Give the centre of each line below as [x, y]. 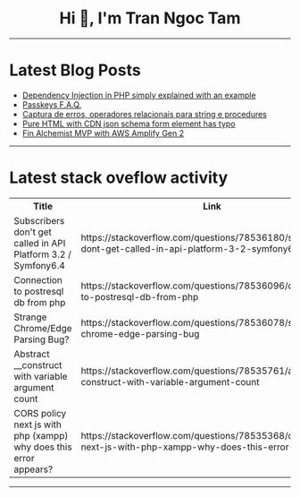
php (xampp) [41, 435]
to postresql [39, 291]
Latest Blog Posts [75, 70]
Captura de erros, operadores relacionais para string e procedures [145, 114]
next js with [38, 424]
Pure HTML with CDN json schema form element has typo [129, 124]
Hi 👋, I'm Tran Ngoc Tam [150, 18]
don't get [33, 232]
